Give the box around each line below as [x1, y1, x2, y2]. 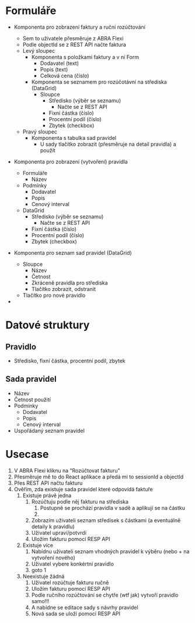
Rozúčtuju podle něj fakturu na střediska [31, 498, 129, 505]
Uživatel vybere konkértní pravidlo [31, 560, 114, 567]
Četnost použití [13, 396, 51, 403]
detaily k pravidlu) [31, 523, 75, 530]
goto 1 [31, 566, 46, 573]
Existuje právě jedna [22, 492, 72, 499]
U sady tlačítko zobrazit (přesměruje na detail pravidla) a [40, 141, 176, 148]
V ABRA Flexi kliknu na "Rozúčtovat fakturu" [13, 467, 120, 474]
